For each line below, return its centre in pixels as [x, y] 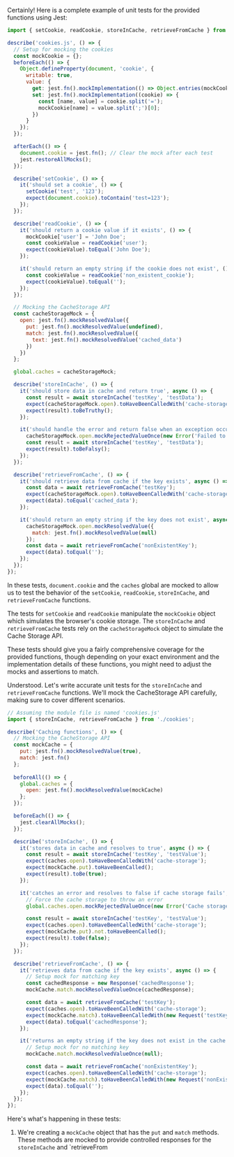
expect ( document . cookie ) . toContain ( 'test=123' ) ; [97, 198]
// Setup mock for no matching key [77, 1047]
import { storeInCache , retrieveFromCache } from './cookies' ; [101, 719]
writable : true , [49, 75]
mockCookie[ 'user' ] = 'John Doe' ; [76, 237]
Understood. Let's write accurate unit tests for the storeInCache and [104, 685]
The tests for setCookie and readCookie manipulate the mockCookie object [111, 613]
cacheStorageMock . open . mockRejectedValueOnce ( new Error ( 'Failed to [126, 436]
